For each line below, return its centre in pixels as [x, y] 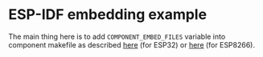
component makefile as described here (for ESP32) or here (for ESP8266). [132, 44]
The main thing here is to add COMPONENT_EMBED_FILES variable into [117, 36]
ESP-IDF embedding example [108, 15]
